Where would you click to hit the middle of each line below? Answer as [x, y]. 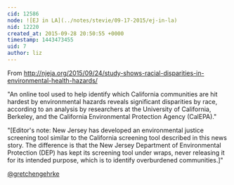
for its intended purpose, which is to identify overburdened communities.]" [115, 160]
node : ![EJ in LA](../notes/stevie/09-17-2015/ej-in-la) [92, 20]
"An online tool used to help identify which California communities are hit [112, 94]
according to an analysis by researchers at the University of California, [109, 109]
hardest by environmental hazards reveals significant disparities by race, [112, 101]
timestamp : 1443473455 [40, 40]
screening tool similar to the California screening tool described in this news [117, 137]
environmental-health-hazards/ [53, 80]
